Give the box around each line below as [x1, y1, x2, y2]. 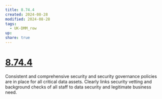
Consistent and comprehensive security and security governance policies [5, 73, 157, 79]
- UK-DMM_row [9, 26, 37, 31]
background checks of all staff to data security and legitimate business [5, 83, 151, 90]
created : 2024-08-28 [5, 12, 48, 17]
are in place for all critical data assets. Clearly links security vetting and [5, 78, 152, 84]
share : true [5, 35, 30, 40]
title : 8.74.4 [5, 7, 35, 12]
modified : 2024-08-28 [5, 16, 50, 21]
